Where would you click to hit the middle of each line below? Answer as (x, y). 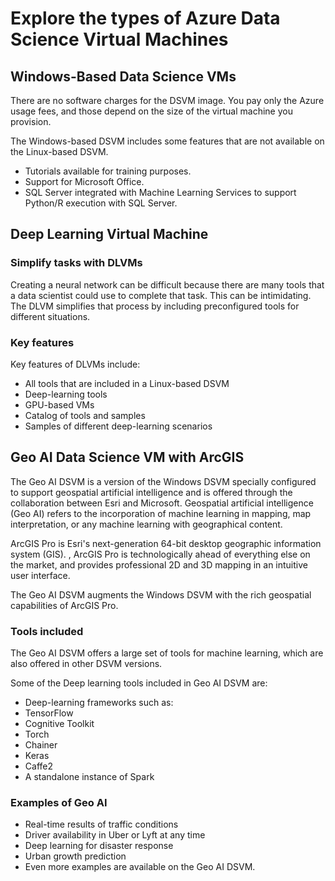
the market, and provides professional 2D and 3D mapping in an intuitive (159, 564)
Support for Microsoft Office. (84, 181)
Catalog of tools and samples (85, 415)
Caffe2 (38, 766)
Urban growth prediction (75, 856)
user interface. (40, 575)
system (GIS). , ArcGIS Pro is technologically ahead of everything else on (160, 554)
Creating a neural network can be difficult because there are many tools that (167, 284)
